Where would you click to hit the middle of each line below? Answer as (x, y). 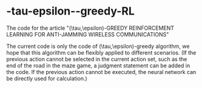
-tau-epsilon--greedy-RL (71, 11)
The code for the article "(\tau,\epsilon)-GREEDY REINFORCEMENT (90, 28)
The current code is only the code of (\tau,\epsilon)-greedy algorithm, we (98, 46)
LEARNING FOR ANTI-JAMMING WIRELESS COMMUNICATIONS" (88, 34)
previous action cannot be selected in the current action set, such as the (97, 59)
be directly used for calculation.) (47, 78)
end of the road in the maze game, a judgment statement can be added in (98, 66)
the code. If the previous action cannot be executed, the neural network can (101, 72)
